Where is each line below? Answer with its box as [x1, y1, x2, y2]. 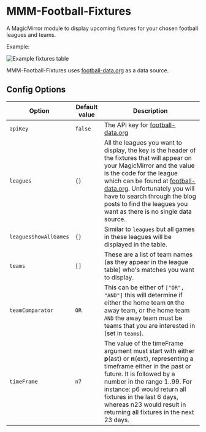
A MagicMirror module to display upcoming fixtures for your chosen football [6, 25, 199, 32]
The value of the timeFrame [104, 339, 184, 347]
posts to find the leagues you [104, 199, 188, 208]
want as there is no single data [104, 207, 192, 216]
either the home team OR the [104, 298, 185, 307]
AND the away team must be [104, 314, 183, 322]
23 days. [104, 415, 130, 424]
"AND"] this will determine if [104, 290, 183, 299]
